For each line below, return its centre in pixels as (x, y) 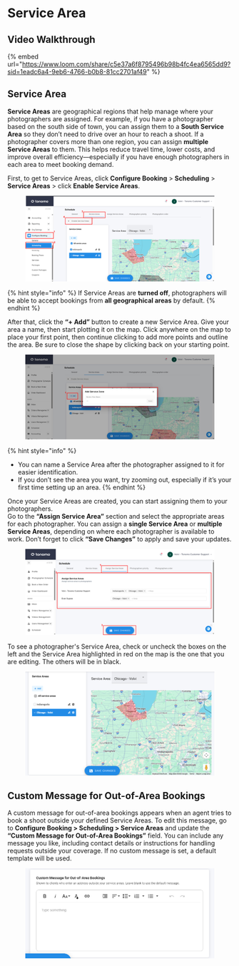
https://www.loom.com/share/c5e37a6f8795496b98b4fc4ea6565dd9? (126, 64)
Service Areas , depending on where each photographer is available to (111, 532)
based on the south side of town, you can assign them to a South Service (116, 126)
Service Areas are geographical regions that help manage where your (111, 111)
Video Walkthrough (51, 40)
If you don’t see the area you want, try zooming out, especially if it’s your (124, 480)
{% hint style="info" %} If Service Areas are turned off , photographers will (117, 293)
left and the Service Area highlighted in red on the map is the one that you (116, 654)
